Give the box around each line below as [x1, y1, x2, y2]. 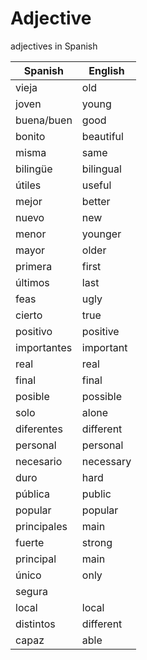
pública [15, 487, 51, 501]
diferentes [15, 422, 63, 436]
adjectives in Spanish [10, 40, 98, 52]
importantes [15, 340, 73, 354]
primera [15, 259, 53, 273]
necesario [15, 454, 63, 468]
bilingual [81, 162, 122, 176]
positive [81, 324, 120, 338]
